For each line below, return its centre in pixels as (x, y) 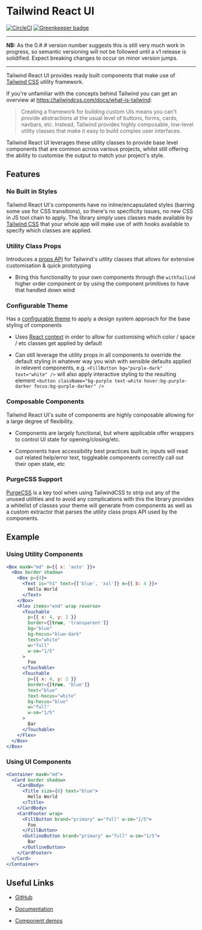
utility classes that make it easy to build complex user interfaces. (101, 130)
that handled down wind (45, 290)
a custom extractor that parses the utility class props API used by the (92, 512)
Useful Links (30, 883)
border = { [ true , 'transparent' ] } (69, 623)
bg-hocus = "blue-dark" (55, 634)
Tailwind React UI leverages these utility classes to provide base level (92, 142)
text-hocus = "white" (52, 696)
